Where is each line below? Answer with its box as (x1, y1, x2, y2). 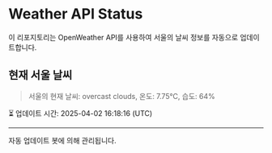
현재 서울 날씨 (8, 68, 73, 82)
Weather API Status (8, 5, 143, 23)
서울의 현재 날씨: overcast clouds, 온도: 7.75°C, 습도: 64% (28, 91, 216, 101)
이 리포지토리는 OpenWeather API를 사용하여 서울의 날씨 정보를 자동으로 (8, 32, 239, 42)
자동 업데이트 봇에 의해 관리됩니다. (8, 135, 117, 145)
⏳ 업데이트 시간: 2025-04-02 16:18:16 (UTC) (8, 108, 153, 118)
